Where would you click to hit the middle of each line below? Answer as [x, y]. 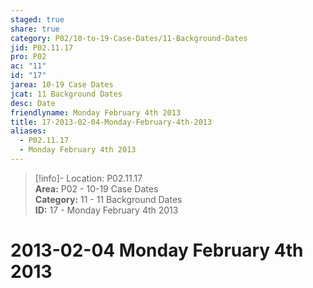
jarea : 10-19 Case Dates [62, 85]
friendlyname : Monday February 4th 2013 [96, 112]
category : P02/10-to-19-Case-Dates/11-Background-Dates [129, 38]
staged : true [37, 19]
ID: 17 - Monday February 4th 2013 [106, 210]
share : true [35, 29]
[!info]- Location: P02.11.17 [88, 178]
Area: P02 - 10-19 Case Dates [96, 188]
